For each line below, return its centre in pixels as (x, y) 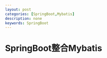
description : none (23, 18)
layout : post (18, 9)
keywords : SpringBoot (27, 23)
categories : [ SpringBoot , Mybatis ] (40, 14)
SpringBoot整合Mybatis (54, 48)
